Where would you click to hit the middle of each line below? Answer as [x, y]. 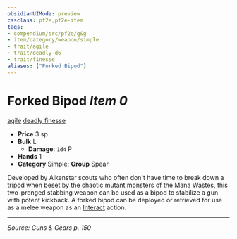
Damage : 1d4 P [50, 149]
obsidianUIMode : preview [44, 14]
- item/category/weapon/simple [53, 40]
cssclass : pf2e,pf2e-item [45, 20]
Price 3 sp [32, 134]
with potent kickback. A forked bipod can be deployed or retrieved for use [115, 200]
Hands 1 [30, 156]
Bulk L [27, 141]
